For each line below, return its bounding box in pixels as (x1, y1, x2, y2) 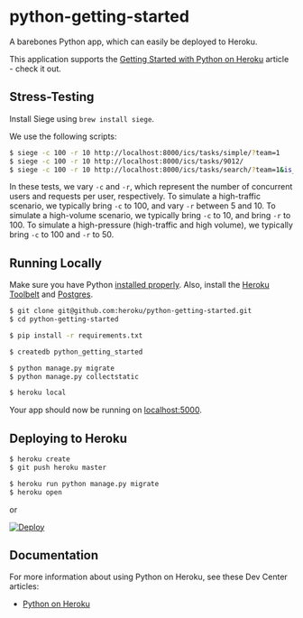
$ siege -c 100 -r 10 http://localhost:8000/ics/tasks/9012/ (9, 156, 244, 166)
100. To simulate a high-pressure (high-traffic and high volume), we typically (9, 219, 293, 231)
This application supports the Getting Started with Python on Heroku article (9, 53, 289, 64)
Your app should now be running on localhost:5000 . (9, 404, 203, 416)
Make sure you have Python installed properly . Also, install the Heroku (9, 280, 271, 291)
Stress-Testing (9, 89, 95, 105)
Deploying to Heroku (9, 430, 128, 446)
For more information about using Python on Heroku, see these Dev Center (9, 571, 289, 583)
